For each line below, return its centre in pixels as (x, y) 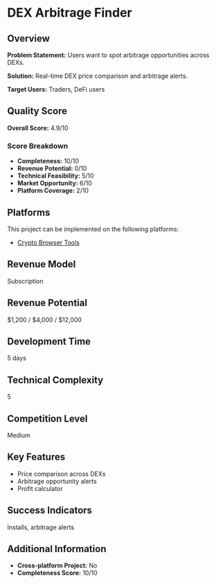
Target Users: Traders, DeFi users (56, 89)
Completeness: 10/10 (48, 161)
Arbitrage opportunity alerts (57, 481)
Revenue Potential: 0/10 (52, 169)
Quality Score (37, 111)
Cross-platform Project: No (57, 566)
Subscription (25, 281)
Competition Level (47, 418)
